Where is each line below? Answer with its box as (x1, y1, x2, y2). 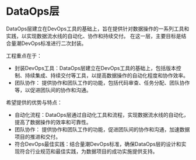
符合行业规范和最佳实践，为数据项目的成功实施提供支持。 (19, 148, 158, 155)
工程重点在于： (6, 52, 42, 59)
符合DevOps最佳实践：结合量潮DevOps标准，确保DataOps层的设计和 (14, 140, 181, 147)
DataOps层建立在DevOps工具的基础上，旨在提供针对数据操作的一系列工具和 (6, 25, 190, 32)
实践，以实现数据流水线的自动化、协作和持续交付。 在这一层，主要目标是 (6, 32, 181, 39)
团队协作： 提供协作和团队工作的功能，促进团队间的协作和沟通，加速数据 (14, 126, 190, 133)
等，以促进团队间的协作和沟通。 (14, 86, 92, 93)
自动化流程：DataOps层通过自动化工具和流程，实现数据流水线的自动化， (14, 111, 189, 118)
